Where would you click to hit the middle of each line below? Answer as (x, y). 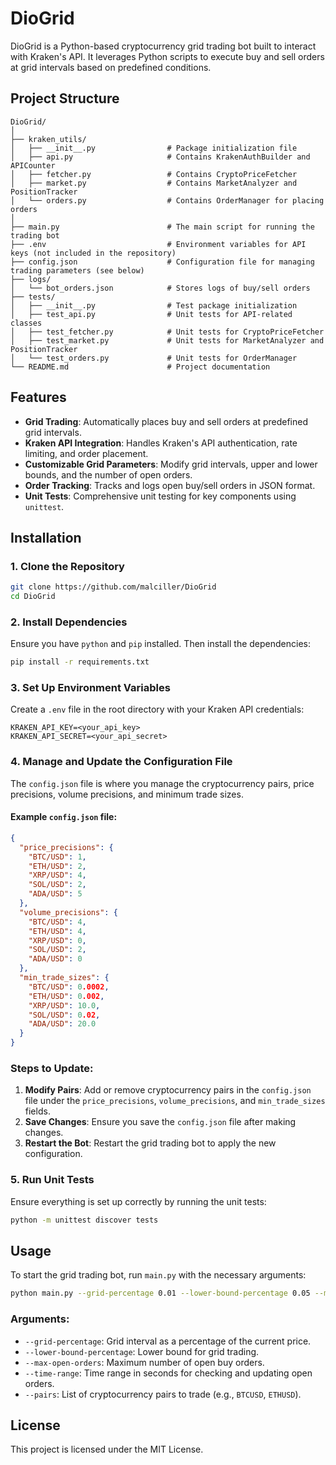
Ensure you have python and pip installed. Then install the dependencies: (160, 644)
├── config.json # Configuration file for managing (162, 262)
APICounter (33, 165)
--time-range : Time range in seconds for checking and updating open (168, 1373)
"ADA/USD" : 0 (55, 959)
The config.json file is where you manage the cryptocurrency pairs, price (162, 783)
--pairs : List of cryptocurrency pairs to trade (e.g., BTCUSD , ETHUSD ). (163, 1394)
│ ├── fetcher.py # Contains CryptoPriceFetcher (154, 174)
